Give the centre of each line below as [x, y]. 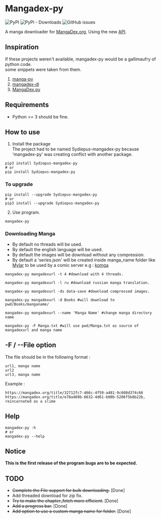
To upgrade [19, 184]
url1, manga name [23, 366]
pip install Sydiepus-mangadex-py [40, 172]
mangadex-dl [25, 84]
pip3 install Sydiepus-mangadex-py [41, 163]
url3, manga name [23, 375]
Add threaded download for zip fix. [47, 496]
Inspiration [22, 47]
